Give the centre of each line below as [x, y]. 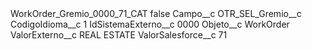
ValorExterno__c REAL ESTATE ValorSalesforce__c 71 [119, 35]
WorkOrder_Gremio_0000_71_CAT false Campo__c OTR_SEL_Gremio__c [156, 13]
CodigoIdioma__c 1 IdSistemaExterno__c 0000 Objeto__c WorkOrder [150, 24]
